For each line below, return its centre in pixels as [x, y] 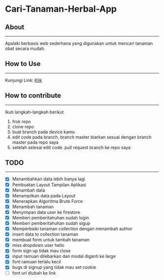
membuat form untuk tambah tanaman [51, 240]
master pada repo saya [35, 142]
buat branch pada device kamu [43, 132]
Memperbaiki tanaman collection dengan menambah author [72, 229]
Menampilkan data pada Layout [44, 195]
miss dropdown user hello [38, 245]
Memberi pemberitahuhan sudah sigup [51, 223]
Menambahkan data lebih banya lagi [49, 179]
